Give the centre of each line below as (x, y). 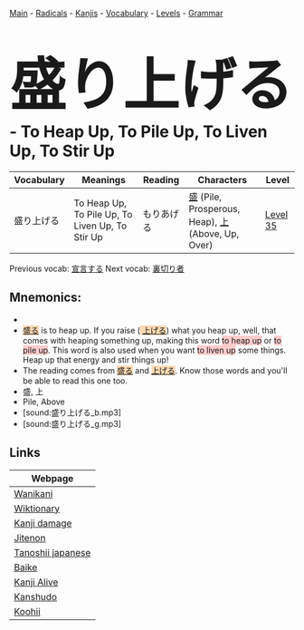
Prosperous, (214, 208)
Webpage (52, 478)
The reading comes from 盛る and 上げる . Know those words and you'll (155, 370)
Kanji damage (43, 523)
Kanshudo (35, 596)
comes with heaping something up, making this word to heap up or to (152, 340)
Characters (222, 179)
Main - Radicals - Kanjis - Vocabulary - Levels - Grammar (116, 13)
